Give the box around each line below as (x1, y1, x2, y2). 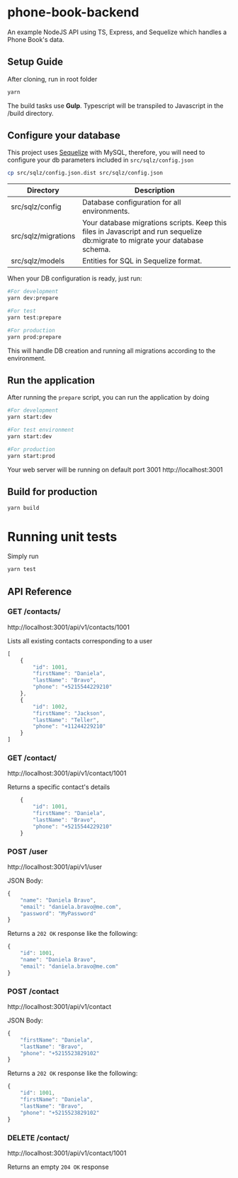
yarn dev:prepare (7, 295, 59, 302)
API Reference (7, 585, 72, 597)
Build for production (7, 486, 98, 498)
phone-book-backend (7, 4, 140, 21)
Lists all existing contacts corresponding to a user (7, 636, 153, 645)
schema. (82, 244, 111, 254)
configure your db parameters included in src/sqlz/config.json (7, 156, 194, 164)
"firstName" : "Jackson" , (33, 709, 106, 717)
